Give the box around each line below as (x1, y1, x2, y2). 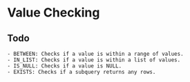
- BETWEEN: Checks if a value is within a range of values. (7, 50, 184, 57)
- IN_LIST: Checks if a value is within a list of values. (7, 57, 181, 63)
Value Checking (7, 5, 100, 21)
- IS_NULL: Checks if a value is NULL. (7, 63, 122, 70)
